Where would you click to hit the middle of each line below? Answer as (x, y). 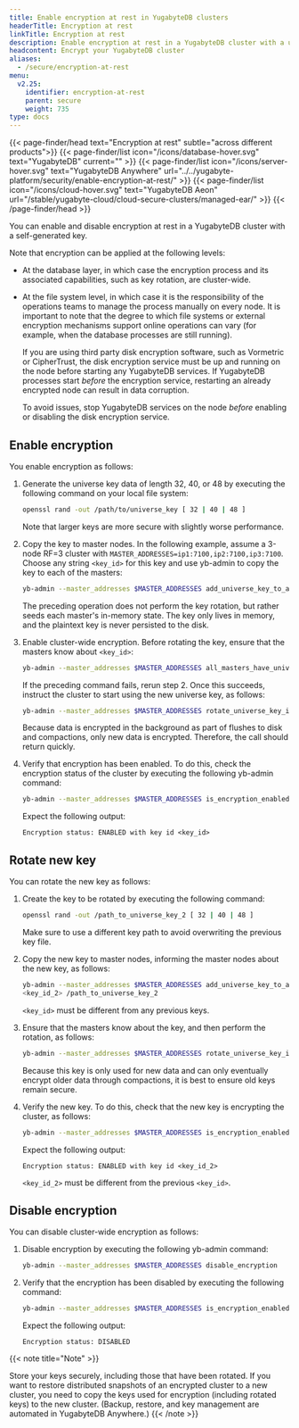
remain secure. (49, 1089)
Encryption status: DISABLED (76, 1342)
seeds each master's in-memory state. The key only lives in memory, (149, 615)
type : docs (29, 117)
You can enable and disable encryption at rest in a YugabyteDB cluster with (147, 226)
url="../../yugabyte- (198, 171)
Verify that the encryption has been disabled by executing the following (153, 1283)
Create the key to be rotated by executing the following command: (143, 899)
